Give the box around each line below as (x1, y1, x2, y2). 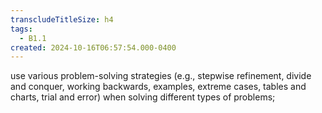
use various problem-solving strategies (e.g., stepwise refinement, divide (10, 70, 312, 82)
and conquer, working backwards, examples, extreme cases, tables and (10, 81, 307, 93)
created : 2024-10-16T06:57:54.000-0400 (10, 42, 177, 53)
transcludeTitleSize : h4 (10, 14, 114, 25)
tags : (10, 24, 33, 34)
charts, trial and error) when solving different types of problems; (10, 91, 276, 103)
